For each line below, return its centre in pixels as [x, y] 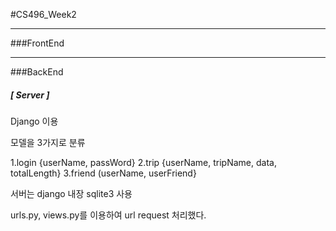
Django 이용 [34, 121]
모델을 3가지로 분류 [48, 142]
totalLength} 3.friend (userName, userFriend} [103, 173]
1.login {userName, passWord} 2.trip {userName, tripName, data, [143, 162]
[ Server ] [30, 95]
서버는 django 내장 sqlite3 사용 [71, 193]
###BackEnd [37, 72]
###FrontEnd [37, 43]
